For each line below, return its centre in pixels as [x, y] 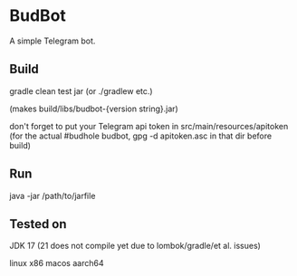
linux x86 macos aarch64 [57, 263]
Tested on [38, 224]
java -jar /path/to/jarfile [53, 195]
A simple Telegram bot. [53, 41]
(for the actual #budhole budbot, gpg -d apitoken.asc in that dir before [141, 136]
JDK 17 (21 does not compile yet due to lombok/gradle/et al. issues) [135, 246]
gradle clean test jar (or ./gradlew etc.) [81, 90]
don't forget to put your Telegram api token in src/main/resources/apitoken [149, 126]
